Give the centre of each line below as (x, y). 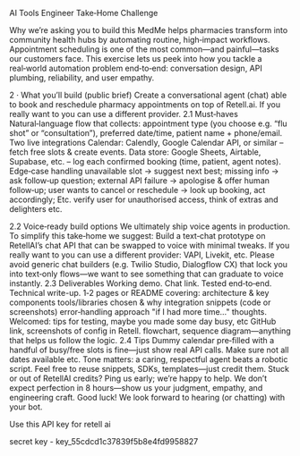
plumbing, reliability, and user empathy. (82, 78)
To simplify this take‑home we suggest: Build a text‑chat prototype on (137, 236)
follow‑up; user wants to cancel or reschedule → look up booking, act (137, 190)
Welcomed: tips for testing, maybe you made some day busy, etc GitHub (143, 321)
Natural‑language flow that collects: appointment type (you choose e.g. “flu (149, 123)
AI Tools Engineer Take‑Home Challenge (84, 13)
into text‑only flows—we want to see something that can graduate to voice (146, 274)
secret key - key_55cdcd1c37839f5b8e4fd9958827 (104, 441)
